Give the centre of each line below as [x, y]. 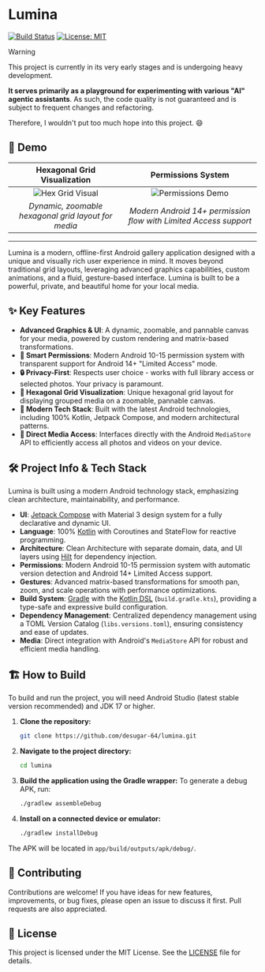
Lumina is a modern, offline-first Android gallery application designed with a [132, 252]
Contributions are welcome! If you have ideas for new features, [110, 892]
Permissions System [190, 175]
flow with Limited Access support [190, 220]
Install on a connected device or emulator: [90, 818]
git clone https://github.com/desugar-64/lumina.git [108, 736]
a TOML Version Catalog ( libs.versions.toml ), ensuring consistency [131, 624]
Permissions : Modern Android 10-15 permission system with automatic [135, 565]
